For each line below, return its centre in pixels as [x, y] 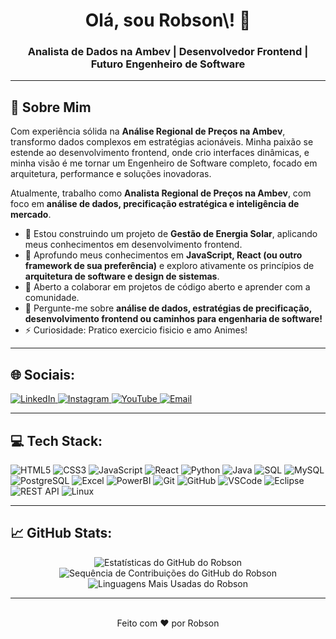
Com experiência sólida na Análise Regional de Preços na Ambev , [148, 131]
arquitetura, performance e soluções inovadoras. [111, 174]
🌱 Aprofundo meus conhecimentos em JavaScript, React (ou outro [163, 255]
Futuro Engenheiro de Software [168, 64]
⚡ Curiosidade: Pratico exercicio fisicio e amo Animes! [136, 330]
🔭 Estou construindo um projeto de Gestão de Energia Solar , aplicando [171, 234]
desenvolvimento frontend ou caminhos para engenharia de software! [173, 319]
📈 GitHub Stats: [61, 533]
